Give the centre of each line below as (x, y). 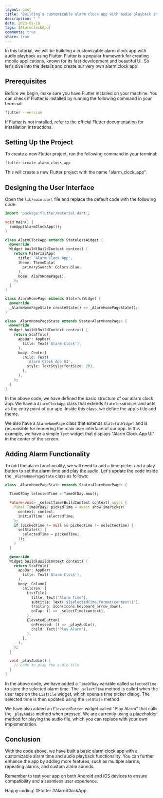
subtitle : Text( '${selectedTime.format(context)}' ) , (85, 602)
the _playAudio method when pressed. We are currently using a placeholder (81, 714)
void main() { (19, 222)
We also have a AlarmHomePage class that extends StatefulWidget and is (76, 423)
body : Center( (32, 353)
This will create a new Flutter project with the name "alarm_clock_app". (76, 172)
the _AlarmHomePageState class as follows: (47, 476)
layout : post (18, 9)
